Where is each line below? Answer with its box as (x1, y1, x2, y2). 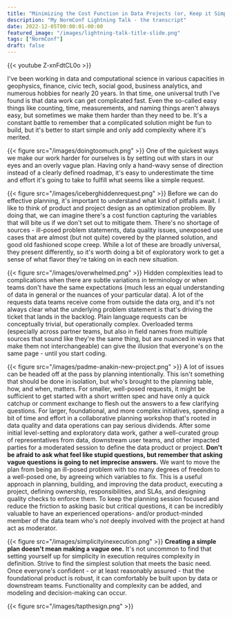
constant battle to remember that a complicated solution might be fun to (7, 119, 212, 126)
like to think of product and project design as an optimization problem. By (7, 204, 216, 212)
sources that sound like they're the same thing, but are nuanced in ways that (7, 335, 225, 342)
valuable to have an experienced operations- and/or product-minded (7, 509, 203, 518)
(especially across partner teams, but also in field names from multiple (7, 327, 208, 335)
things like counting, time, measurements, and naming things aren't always (7, 104, 220, 112)
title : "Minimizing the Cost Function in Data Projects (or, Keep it (7, 10, 212, 17)
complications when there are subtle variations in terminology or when (7, 276, 208, 284)
